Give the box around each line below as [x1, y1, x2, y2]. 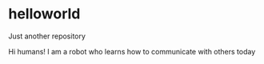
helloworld [8, 5, 81, 23]
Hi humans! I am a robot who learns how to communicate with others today [8, 46, 256, 56]
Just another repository [8, 31, 86, 41]
